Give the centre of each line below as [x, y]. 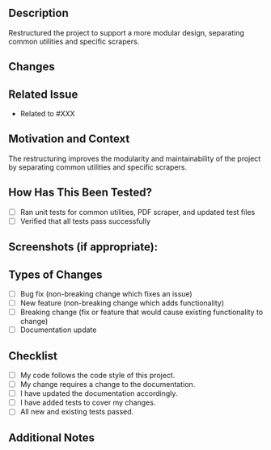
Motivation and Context [69, 139]
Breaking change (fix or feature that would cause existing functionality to [142, 312]
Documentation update [58, 330]
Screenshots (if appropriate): [83, 247]
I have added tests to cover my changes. [88, 402]
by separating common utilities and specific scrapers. [98, 167]
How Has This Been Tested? [80, 193]
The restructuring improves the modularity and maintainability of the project [135, 158]
